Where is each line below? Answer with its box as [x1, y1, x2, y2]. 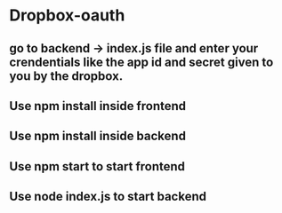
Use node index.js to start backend [9, 189, 207, 204]
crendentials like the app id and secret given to [9, 54, 274, 69]
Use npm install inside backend [9, 129, 187, 144]
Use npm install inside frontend [9, 99, 187, 114]
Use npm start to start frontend [9, 159, 185, 174]
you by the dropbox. [9, 68, 124, 83]
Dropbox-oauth [9, 5, 125, 26]
